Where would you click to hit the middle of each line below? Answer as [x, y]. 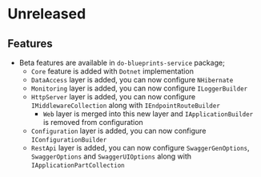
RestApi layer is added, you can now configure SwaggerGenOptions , [140, 148]
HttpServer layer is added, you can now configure [113, 97]
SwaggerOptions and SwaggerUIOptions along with [111, 156]
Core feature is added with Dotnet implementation [112, 71]
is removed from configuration [93, 122]
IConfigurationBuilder [69, 140]
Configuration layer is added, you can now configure [118, 131]
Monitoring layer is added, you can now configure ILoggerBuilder [139, 88]
